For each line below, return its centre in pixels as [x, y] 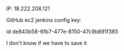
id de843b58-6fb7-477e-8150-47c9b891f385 [62, 31]
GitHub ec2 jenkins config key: [44, 20]
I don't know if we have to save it [47, 43]
